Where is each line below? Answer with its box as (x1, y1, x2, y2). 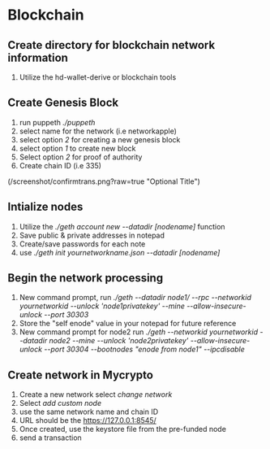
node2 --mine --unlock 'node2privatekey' (49, 336, 189, 346)
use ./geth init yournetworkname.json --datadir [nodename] (19, 247, 221, 257)
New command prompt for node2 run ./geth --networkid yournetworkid (19, 327, 259, 337)
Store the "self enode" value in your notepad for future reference (19, 319, 237, 329)
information (7, 50, 68, 64)
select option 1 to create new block (19, 143, 136, 153)
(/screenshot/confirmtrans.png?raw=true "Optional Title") (7, 177, 200, 186)
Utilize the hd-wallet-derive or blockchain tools (19, 72, 177, 82)
